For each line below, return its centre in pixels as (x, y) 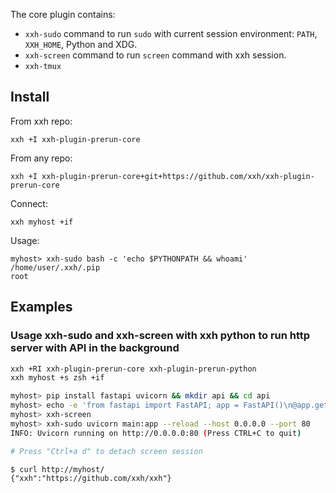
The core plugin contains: (63, 14)
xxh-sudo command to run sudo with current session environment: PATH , (171, 33)
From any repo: (41, 158)
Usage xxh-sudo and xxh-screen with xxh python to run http (160, 336)
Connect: (29, 203)
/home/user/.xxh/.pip (55, 267)
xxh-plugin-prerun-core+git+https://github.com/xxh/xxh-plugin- (178, 176)
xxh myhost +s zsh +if (57, 378)
